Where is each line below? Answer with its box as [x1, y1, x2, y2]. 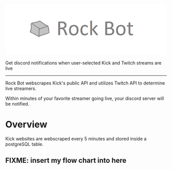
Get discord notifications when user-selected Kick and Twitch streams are [5, 60, 162, 66]
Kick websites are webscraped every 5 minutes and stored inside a [5, 136, 147, 142]
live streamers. [5, 86, 37, 92]
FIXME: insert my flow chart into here [5, 156, 127, 165]
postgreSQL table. [5, 141, 44, 147]
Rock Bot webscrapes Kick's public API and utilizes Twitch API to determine [5, 80, 165, 86]
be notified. [5, 101, 30, 107]
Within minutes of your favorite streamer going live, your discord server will [5, 95, 164, 101]
